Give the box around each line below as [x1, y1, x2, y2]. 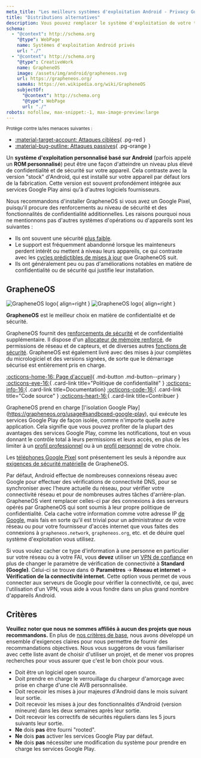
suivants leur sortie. [14, 720, 64, 727]
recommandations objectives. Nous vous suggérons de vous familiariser [6, 645, 184, 651]
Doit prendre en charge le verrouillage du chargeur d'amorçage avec [14, 675, 184, 682]
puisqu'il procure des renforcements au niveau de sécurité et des [6, 204, 167, 211]
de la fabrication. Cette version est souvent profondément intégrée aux [6, 179, 181, 187]
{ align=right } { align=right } [56, 300, 176, 307]
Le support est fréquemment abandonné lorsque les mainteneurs [14, 241, 176, 248]
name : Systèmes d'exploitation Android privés [17, 43, 135, 49]
